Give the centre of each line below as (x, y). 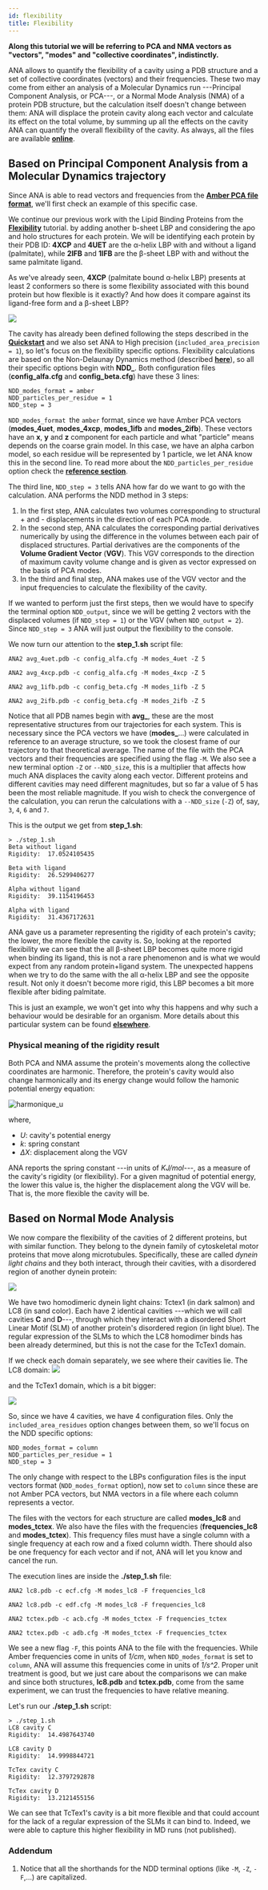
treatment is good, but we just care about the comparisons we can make (128, 1673)
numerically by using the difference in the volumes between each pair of (139, 537)
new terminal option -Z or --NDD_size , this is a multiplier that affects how (127, 767)
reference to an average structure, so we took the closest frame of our (124, 742)
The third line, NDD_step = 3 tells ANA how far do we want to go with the (127, 487)
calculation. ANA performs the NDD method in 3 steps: (98, 495)
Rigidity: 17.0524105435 (51, 854)
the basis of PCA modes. (61, 571)
